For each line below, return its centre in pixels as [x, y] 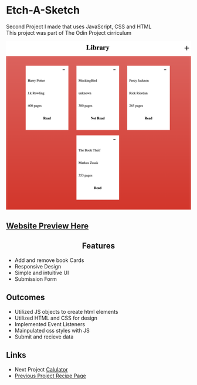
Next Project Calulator [41, 369]
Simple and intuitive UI [42, 273]
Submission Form [35, 279]
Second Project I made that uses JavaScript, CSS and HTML [79, 26]
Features [98, 246]
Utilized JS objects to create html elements [66, 311]
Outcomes [26, 298]
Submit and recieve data [44, 337]
